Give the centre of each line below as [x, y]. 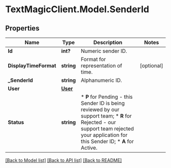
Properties [22, 28]
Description [108, 43]
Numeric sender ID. [104, 51]
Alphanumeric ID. [101, 80]
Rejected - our [98, 122]
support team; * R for [106, 116]
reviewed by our [100, 109]
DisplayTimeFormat [32, 66]
